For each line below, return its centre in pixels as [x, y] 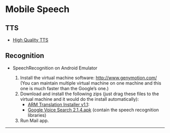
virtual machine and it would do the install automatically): [79, 99]
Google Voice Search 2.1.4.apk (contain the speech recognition [93, 110]
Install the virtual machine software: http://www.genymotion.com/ [89, 78]
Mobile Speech [37, 9]
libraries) [37, 115]
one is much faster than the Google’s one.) [64, 88]
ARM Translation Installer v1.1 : [58, 104]
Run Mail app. [34, 120]
